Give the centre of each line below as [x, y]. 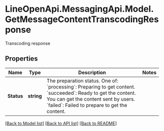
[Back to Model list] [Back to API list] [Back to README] [61, 123]
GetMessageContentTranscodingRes [82, 19]
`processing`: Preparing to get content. [91, 87]
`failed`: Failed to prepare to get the [87, 105]
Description [92, 72]
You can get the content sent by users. [91, 99]
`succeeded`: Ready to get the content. [91, 93]
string [35, 96]
